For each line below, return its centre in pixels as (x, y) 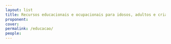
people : (13, 33)
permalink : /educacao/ (29, 29)
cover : (12, 24)
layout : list (19, 10)
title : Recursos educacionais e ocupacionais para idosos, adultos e (81, 15)
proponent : (17, 19)
